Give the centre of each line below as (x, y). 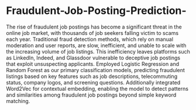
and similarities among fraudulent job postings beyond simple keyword (91, 95)
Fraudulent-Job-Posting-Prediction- (96, 11)
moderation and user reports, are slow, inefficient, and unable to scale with (96, 45)
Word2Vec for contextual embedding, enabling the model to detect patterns (97, 88)
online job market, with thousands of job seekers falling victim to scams (92, 33)
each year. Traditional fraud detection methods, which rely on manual (90, 39)
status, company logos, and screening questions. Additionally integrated (93, 82)
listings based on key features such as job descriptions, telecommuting (92, 76)
